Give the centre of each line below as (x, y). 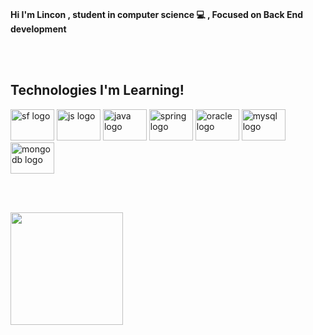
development (38, 29)
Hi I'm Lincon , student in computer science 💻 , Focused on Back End (156, 14)
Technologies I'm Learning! (97, 90)
